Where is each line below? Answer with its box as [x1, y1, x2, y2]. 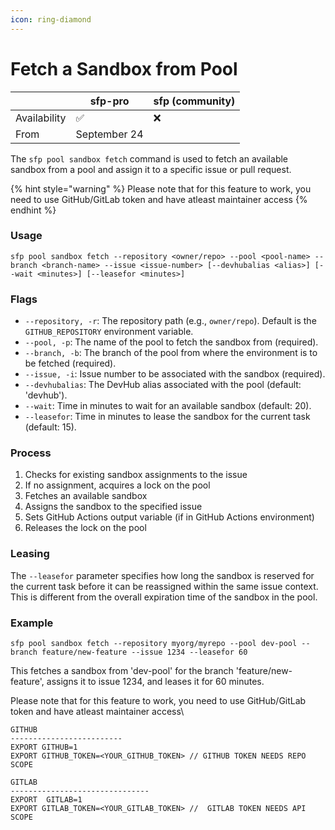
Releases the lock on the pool [24, 522, 147, 534]
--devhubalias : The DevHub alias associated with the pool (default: [24, 379, 302, 391]
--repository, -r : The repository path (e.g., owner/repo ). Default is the [24, 315, 317, 327]
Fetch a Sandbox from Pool [10, 57, 238, 80]
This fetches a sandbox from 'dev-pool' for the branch [10, 665, 234, 677]
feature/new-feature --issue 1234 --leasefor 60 [41, 647, 248, 658]
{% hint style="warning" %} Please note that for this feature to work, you [10, 182, 312, 195]
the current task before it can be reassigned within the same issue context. [10, 580, 319, 592]
